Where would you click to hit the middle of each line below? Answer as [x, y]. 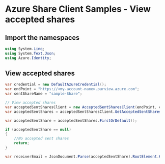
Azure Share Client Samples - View [78, 9]
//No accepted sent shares [41, 138]
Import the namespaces [42, 38]
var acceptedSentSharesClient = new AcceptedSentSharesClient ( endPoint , [81, 107]
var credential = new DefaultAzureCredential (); [56, 84]
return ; [22, 143]
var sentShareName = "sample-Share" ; [44, 94]
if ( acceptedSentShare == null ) [38, 129]
